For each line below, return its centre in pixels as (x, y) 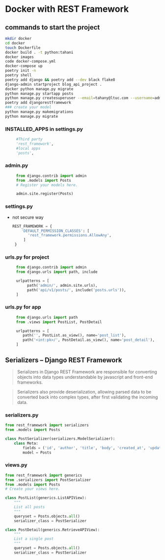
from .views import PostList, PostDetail (59, 322)
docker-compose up (24, 66)
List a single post (34, 539)
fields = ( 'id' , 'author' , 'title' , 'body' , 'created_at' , (84, 448)
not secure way (28, 217)
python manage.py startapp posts (39, 94)
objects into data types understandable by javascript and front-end (85, 377)
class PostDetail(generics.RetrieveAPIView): (52, 530)
